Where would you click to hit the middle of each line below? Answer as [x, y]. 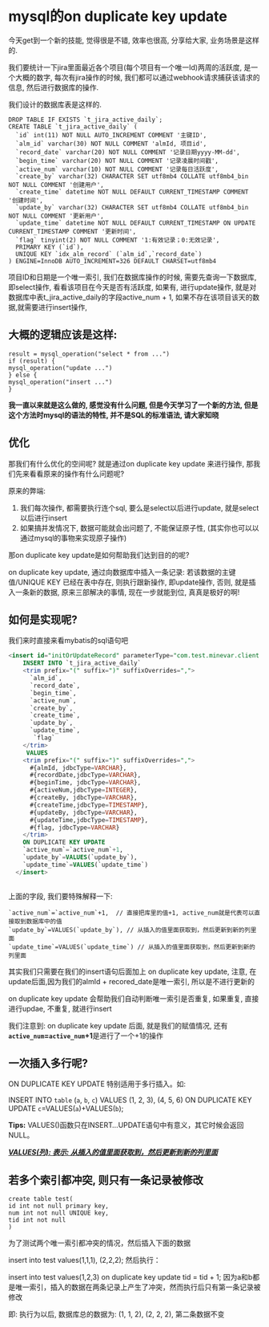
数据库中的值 [44, 921]
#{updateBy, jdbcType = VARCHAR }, [83, 812]
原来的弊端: [27, 491]
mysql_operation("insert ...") [60, 382]
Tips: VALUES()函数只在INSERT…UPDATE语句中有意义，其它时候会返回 [126, 1126]
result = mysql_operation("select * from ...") [89, 354]
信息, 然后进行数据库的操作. [54, 87]
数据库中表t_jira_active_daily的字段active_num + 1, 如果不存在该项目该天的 [130, 297]
